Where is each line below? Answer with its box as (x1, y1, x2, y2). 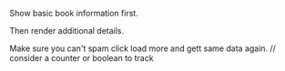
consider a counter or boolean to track (9, 53, 154, 63)
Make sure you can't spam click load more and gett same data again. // (9, 43, 276, 54)
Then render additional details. (9, 25, 125, 35)
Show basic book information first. (9, 8, 138, 18)
